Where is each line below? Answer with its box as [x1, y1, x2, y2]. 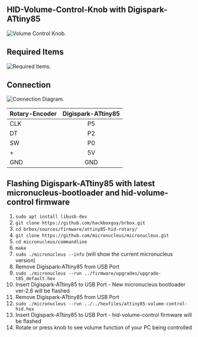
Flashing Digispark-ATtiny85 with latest [7, 178, 155, 189]
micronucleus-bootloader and [7, 187, 120, 198]
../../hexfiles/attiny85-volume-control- [84, 301, 188, 307]
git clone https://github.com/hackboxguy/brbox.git [15, 220, 145, 226]
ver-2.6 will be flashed [15, 287, 70, 294]
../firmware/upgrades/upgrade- [84, 271, 161, 276]
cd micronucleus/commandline [15, 239, 87, 245]
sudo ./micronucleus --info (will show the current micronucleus [15, 250, 173, 257]
